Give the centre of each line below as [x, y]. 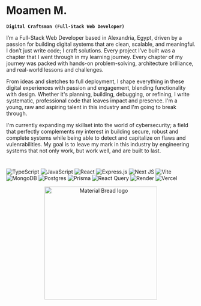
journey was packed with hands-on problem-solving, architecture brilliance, [100, 63]
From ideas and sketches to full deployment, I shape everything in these [95, 81]
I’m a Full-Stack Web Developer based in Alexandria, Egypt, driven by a [94, 37]
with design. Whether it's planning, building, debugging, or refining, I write [98, 94]
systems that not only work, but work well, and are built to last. [84, 151]
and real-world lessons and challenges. [55, 69]
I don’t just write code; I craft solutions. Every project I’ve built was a [91, 50]
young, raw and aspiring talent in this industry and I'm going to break [91, 107]
